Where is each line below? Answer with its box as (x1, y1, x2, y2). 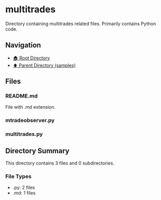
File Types (5, 173, 32, 180)
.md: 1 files (12, 190, 36, 196)
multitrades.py (5, 131, 43, 138)
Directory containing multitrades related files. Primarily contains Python (5, 21, 156, 27)
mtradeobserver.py (5, 117, 55, 124)
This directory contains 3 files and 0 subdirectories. (5, 160, 114, 166)
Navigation (5, 41, 41, 50)
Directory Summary (5, 146, 70, 155)
